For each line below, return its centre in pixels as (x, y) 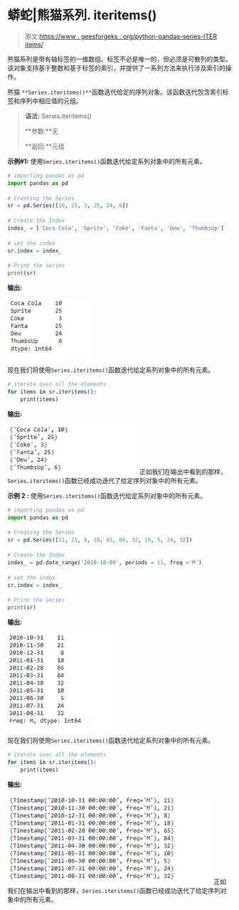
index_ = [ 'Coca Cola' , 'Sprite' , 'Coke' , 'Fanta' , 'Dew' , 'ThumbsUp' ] (116, 228)
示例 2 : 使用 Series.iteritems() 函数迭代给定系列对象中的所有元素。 (107, 495)
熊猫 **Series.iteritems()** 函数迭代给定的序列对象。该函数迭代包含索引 (115, 92)
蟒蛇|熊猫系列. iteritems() (82, 15)
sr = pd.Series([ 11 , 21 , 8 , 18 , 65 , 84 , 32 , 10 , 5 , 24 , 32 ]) (100, 540)
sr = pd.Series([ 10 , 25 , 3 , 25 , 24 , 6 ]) (68, 206)
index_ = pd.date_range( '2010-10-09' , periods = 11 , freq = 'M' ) (105, 562)
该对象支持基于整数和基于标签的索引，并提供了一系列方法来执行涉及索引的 (116, 68)
